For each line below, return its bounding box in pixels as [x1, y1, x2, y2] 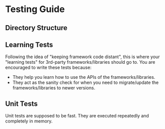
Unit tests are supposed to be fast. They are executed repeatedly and [5, 113, 149, 119]
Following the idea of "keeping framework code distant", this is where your [5, 54, 160, 60]
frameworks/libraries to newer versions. [12, 85, 96, 91]
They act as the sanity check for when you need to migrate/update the [12, 79, 159, 86]
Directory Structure [5, 24, 68, 32]
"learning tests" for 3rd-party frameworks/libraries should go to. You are [5, 59, 155, 65]
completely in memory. [5, 118, 53, 124]
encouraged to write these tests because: [5, 64, 92, 71]
